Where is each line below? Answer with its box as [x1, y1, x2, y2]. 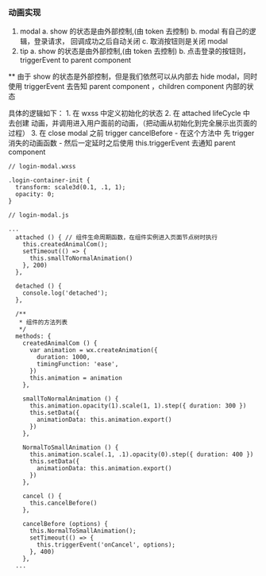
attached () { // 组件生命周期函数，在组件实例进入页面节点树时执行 [15, 234, 218, 242]
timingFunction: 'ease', [37, 360, 119, 369]
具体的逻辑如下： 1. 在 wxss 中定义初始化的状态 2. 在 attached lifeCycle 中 [8, 109, 250, 118]
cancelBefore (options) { [22, 520, 109, 528]
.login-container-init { [8, 176, 91, 184]
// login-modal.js [8, 211, 69, 219]
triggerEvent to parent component [19, 56, 132, 65]
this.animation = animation [29, 374, 123, 382]
